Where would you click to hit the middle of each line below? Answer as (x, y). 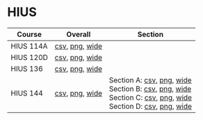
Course (29, 34)
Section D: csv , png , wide (151, 106)
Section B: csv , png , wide (150, 89)
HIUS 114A (29, 46)
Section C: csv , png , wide (151, 97)
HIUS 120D (30, 57)
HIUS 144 (27, 93)
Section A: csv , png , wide (150, 80)
